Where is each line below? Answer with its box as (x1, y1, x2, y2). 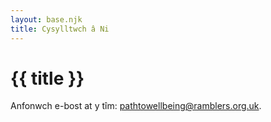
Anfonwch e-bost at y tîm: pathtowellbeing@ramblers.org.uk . (10, 100, 262, 112)
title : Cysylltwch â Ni (10, 24, 110, 34)
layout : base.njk (10, 14, 83, 25)
